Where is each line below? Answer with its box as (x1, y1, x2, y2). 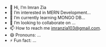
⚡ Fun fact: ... (9, 37, 36, 43)
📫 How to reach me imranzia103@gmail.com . (9, 25, 101, 31)
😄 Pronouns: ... (9, 32, 41, 38)
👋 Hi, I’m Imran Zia (9, 5, 47, 10)
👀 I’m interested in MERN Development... (9, 10, 91, 15)
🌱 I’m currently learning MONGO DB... (9, 15, 86, 20)
